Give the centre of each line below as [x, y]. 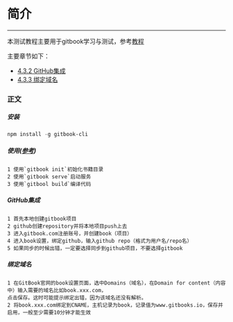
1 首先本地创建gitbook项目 [42, 219]
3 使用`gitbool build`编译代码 [49, 184]
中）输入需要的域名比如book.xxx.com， [57, 290]
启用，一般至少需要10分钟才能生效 [49, 312]
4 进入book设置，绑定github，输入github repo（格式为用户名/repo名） [100, 241]
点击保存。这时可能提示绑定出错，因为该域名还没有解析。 [77, 298]
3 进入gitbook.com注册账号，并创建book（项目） [70, 233]
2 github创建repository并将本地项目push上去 [67, 226]
